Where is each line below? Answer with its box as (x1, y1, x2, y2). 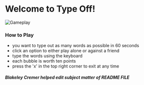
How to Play (5, 32, 34, 38)
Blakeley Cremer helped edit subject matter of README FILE (5, 74, 130, 80)
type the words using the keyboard (12, 53, 83, 59)
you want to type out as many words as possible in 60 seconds (12, 43, 139, 49)
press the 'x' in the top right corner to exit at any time (12, 63, 120, 69)
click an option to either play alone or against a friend (12, 48, 120, 54)
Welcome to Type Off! (5, 3, 96, 15)
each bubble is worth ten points (12, 58, 76, 64)
